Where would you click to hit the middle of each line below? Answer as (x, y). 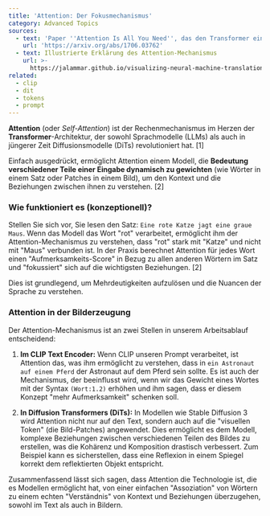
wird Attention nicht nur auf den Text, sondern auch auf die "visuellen (135, 421)
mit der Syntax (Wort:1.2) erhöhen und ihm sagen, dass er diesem (131, 388)
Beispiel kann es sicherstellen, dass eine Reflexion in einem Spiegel (131, 455)
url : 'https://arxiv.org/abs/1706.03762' (93, 46)
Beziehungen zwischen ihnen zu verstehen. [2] (86, 186)
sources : (23, 31)
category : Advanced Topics (53, 23)
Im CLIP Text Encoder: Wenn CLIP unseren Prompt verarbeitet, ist (129, 354)
